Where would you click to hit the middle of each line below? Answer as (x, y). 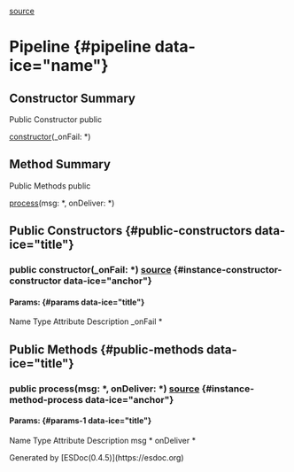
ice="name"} (59, 66)
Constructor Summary (72, 98)
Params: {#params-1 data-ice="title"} (81, 421)
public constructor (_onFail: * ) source (90, 270)
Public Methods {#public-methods (107, 349)
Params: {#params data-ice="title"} (77, 302)
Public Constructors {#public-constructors (131, 231)
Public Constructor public (56, 120)
